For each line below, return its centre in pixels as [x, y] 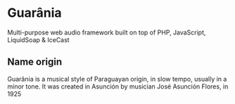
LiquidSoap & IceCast [38, 39]
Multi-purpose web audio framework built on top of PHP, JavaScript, [107, 32]
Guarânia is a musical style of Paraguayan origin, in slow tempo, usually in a [117, 79]
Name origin [35, 62]
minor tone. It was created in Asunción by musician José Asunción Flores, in [118, 86]
